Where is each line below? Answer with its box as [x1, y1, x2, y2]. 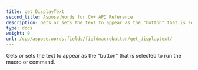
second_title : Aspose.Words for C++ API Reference [6, 14, 133, 20]
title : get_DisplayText [6, 8, 65, 15]
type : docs [6, 25, 33, 31]
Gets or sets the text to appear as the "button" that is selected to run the [6, 52, 181, 59]
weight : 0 [6, 31, 31, 36]
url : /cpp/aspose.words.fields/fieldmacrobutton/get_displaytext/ [6, 36, 173, 42]
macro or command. [6, 58, 55, 65]
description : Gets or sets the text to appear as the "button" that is [6, 19, 186, 25]
